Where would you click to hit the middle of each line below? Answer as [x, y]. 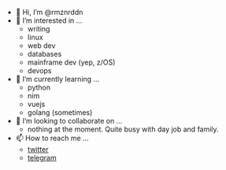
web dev [41, 46]
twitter [38, 149]
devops [40, 70]
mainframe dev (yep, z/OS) [71, 62]
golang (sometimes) [60, 113]
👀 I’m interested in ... [49, 20]
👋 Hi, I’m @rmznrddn [49, 12]
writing [39, 29]
